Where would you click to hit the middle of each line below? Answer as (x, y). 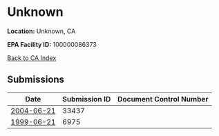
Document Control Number (163, 99)
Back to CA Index (32, 58)
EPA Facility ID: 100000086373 (52, 44)
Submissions (36, 80)
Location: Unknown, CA (41, 31)
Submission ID (86, 99)
